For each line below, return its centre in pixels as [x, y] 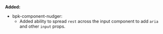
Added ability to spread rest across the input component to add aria [89, 21]
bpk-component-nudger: [37, 16]
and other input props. [42, 26]
